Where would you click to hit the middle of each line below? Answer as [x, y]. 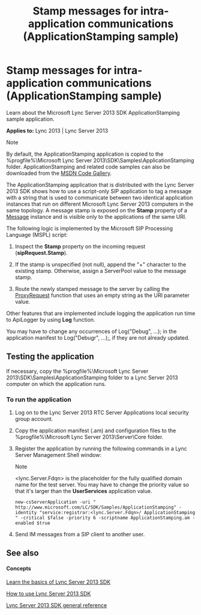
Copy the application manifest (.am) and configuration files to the [95, 430]
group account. [34, 419]
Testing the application [50, 357]
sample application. [31, 119]
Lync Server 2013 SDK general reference [57, 605]
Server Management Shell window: [58, 455]
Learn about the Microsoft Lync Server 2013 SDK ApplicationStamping [93, 112]
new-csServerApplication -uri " [55, 502]
